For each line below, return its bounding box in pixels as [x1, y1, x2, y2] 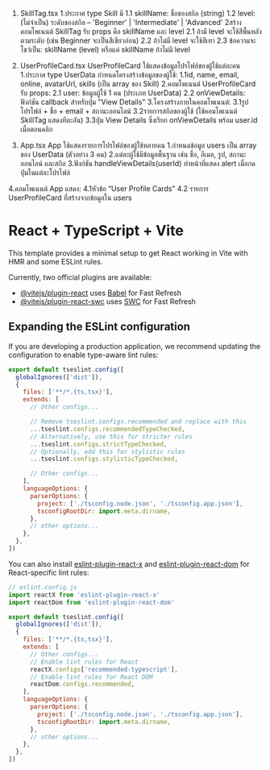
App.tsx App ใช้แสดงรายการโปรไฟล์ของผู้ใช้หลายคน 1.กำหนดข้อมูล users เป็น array [19, 140, 257, 150]
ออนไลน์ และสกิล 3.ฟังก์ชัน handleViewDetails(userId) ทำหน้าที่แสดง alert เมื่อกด [19, 159, 255, 168]
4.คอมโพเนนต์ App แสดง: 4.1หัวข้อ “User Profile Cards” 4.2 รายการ [8, 184, 210, 194]
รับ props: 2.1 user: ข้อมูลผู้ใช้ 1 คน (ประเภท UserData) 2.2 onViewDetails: [19, 88, 246, 98]
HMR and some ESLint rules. [8, 256, 103, 266]
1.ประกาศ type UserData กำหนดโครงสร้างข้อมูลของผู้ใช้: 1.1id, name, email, [19, 70, 239, 79]
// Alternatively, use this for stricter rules [29, 432, 193, 440]
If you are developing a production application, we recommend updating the [8, 341, 260, 351]
